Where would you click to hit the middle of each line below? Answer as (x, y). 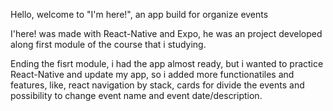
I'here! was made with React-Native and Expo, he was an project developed (166, 33)
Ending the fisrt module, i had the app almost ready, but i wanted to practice (167, 63)
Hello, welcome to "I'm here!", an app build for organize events (139, 14)
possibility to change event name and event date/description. (136, 95)
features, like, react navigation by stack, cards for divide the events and (157, 85)
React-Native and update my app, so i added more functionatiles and (152, 74)
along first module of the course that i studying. (108, 44)
